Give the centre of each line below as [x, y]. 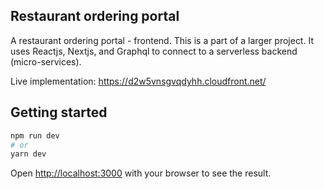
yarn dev [28, 154]
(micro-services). [46, 61]
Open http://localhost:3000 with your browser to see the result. [141, 173]
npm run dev [35, 135]
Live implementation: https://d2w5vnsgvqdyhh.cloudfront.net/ [138, 81]
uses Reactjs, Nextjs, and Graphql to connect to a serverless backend [154, 51]
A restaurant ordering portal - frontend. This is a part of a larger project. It [162, 40]
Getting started [59, 112]
